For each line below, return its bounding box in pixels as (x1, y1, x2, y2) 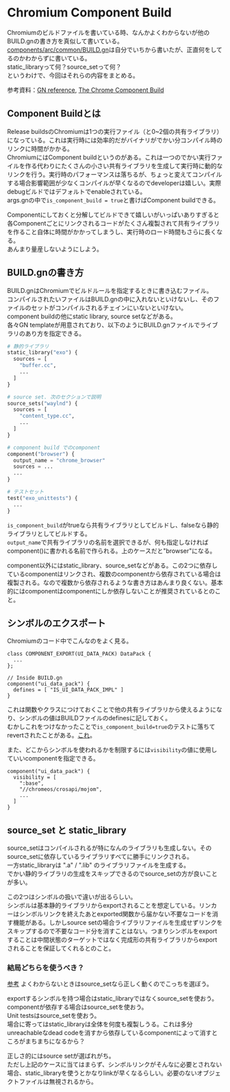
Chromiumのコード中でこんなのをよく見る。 (7, 637, 133, 645)
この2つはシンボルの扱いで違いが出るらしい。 (7, 893, 137, 901)
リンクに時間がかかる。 (7, 144, 73, 152)
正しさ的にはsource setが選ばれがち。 (7, 1052, 115, 1060)
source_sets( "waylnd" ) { (7, 400, 78, 407)
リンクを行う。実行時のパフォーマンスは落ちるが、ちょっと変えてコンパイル (7, 170, 222, 178)
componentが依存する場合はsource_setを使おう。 (7, 1003, 148, 1011)
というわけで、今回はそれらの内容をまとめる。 (7, 71, 139, 80)
